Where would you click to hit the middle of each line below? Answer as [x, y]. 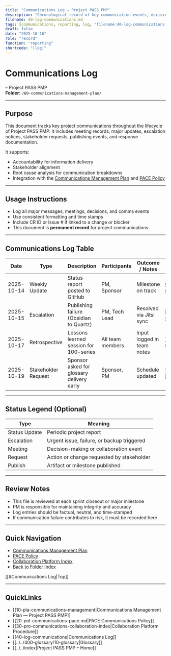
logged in [148, 339]
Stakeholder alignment [36, 167]
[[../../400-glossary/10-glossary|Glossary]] [57, 642]
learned [77, 339]
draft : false [19, 29]
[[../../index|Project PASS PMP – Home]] [54, 648]
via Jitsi [146, 315]
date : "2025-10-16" [26, 34]
